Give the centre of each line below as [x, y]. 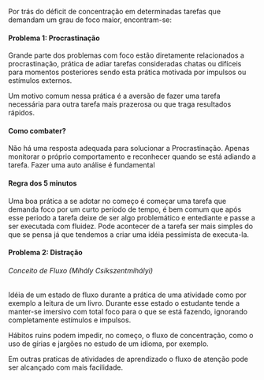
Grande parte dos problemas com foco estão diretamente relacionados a [126, 55]
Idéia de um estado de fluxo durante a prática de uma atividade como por [127, 295]
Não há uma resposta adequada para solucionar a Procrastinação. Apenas [129, 149]
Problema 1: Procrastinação [54, 38]
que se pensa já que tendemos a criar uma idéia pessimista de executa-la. [129, 234]
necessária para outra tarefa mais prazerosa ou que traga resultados [120, 104]
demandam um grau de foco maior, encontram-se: [90, 20]
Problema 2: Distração [45, 253]
